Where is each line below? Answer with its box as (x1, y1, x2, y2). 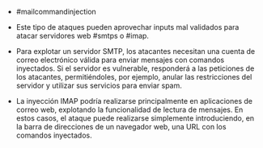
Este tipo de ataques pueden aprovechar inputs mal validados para (15, 23, 240, 31)
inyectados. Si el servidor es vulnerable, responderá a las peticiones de (15, 64, 255, 73)
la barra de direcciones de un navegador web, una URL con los (15, 122, 227, 131)
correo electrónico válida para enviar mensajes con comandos (15, 55, 225, 64)
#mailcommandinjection (15, 7, 97, 16)
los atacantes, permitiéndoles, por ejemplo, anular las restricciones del (15, 72, 252, 81)
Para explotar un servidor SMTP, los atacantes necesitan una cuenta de (15, 47, 256, 55)
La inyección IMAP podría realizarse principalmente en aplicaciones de (15, 97, 253, 105)
